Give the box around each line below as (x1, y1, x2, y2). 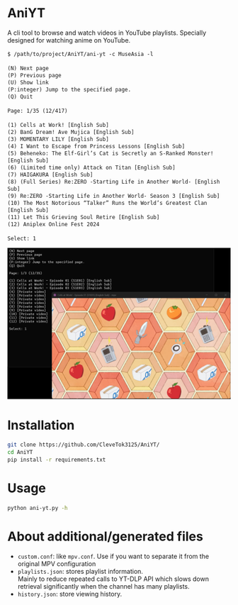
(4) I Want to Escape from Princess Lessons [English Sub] (7, 143, 186, 150)
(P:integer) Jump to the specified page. (7, 86, 132, 93)
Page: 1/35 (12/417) (7, 107, 69, 114)
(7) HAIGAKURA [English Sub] (7, 171, 93, 178)
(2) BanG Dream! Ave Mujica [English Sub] (7, 128, 135, 135)
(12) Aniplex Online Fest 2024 (7, 221, 100, 228)
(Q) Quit (7, 93, 33, 100)
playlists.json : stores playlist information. (17, 567, 144, 575)
